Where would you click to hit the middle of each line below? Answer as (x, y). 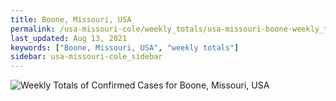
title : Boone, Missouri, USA (71, 19)
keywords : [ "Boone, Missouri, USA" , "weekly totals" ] (125, 47)
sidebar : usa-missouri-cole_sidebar (86, 57)
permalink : (33, 29)
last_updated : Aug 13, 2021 (69, 38)
